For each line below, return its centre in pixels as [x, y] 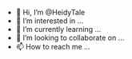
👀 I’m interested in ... [50, 21]
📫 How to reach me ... [53, 47]
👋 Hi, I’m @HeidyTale [50, 12]
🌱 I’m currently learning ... [58, 29]
